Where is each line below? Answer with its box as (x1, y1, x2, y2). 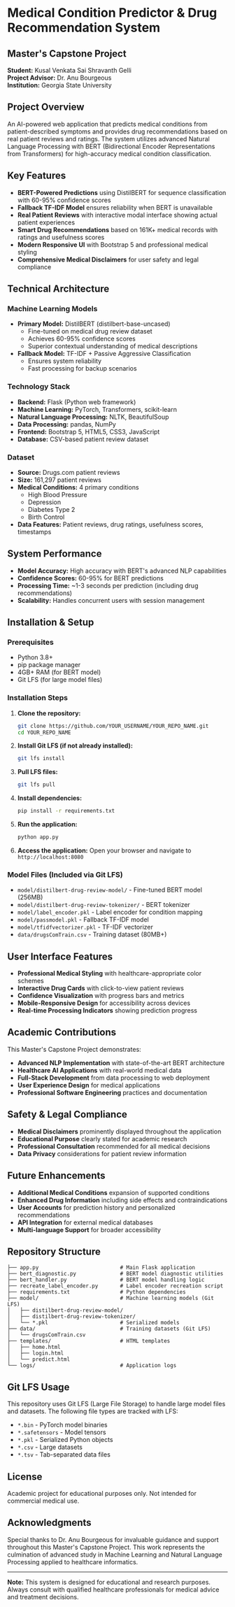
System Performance (7, 548, 102, 560)
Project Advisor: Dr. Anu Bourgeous (7, 73, 112, 82)
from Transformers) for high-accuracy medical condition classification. (7, 149, 212, 158)
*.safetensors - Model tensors (17, 1428, 106, 1436)
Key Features (7, 170, 66, 182)
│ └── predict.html (7, 1356, 71, 1363)
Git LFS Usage (7, 1381, 70, 1393)
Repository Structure (7, 1245, 101, 1257)
